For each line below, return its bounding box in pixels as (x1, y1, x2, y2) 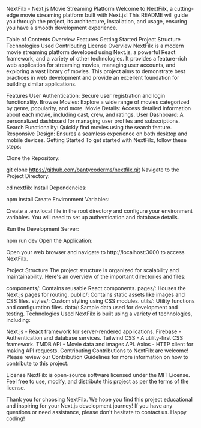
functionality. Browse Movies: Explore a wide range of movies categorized (6, 98, 190, 106)
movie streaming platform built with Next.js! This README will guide (20, 11, 188, 19)
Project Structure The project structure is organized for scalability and (6, 267, 179, 273)
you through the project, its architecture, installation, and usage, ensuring (6, 18, 188, 25)
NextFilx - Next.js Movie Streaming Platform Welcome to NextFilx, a (6, 5, 173, 12)
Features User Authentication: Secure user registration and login (6, 92, 166, 99)
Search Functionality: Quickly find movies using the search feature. (6, 124, 172, 131)
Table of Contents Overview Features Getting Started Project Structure (6, 36, 181, 43)
